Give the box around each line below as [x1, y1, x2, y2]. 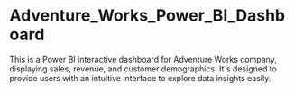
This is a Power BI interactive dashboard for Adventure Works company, [9, 54, 277, 64]
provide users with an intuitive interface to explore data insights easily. [9, 72, 271, 83]
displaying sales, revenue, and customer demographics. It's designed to [9, 63, 277, 74]
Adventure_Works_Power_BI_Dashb [9, 5, 286, 26]
